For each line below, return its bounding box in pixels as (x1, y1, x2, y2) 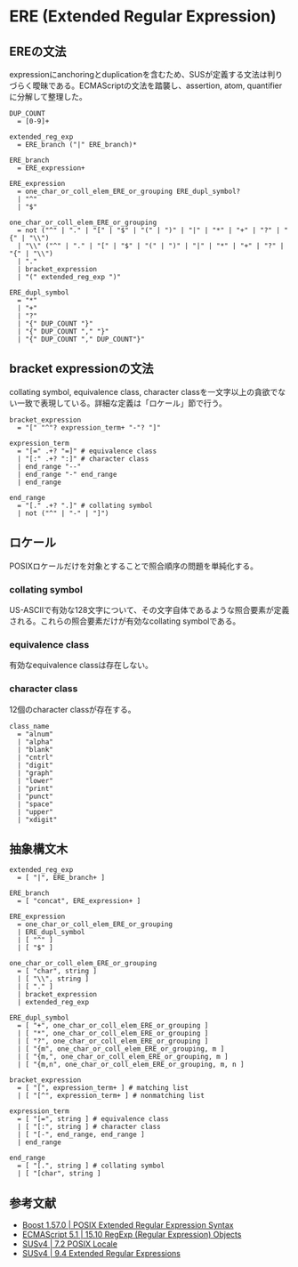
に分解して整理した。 (9, 92, 87, 101)
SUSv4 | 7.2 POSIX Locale (21, 1239, 118, 1249)
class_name (9, 722, 50, 730)
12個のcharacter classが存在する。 (9, 704, 136, 714)
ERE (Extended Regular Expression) (9, 6, 278, 27)
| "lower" (17, 776, 53, 785)
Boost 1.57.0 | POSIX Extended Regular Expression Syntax (21, 1220, 234, 1231)
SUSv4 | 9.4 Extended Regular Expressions (21, 1248, 181, 1259)
